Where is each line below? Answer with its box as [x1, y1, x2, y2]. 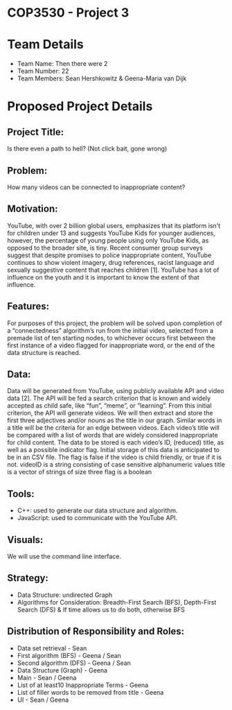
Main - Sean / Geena [17, 673, 77, 682]
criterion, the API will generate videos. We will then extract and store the [7, 409, 213, 417]
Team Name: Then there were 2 [17, 60, 108, 68]
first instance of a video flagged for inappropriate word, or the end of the [7, 341, 215, 349]
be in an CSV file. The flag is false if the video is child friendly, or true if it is [7, 453, 222, 462]
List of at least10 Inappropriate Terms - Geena [17, 681, 149, 689]
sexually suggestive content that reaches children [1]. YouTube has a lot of [7, 266, 220, 274]
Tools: [7, 487, 35, 500]
